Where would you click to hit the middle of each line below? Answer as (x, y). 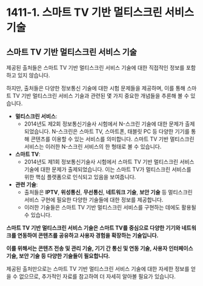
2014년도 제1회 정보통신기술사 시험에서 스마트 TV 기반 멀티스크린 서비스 (109, 162)
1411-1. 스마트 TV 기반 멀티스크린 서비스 (100, 12)
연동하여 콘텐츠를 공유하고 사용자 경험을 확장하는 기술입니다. (88, 235)
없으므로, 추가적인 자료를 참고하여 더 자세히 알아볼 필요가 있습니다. (97, 276)
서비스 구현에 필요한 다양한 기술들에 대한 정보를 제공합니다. (94, 200)
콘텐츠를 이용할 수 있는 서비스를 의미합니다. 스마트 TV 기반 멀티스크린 (113, 139)
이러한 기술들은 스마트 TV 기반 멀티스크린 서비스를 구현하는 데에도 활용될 (110, 207)
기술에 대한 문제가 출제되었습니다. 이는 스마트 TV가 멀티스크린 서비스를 (108, 169)
